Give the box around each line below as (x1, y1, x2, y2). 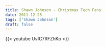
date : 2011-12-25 (5, 12, 42, 17)
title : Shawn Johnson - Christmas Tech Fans (5, 7, 101, 13)
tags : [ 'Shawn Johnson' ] (5, 17, 58, 22)
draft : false (5, 21, 33, 27)
